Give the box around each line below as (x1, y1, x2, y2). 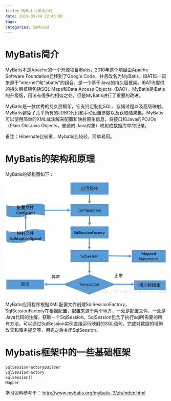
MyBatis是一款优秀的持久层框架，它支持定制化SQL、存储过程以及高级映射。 (5, 103, 166, 110)
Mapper (5, 380, 19, 385)
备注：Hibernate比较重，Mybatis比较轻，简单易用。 (5, 133, 115, 139)
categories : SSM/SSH (5, 25, 50, 30)
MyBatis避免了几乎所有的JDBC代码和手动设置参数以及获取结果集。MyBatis (5, 110, 164, 116)
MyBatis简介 (5, 49, 59, 61)
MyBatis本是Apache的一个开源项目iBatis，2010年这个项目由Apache (5, 67, 148, 73)
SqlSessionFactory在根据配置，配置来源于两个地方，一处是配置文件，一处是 (5, 308, 166, 314)
